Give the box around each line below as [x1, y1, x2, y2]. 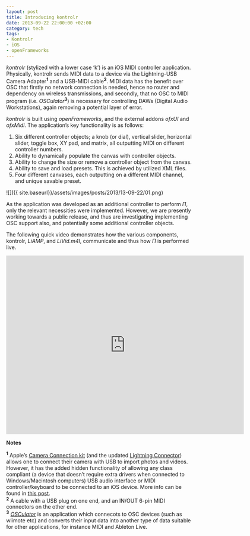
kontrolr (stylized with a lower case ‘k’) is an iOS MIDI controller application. [6, 64, 191, 71]
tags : [6, 31, 20, 37]
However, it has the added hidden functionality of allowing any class [6, 464, 173, 471]
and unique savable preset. [14, 177, 82, 185]
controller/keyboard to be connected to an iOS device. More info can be [6, 483, 182, 490]
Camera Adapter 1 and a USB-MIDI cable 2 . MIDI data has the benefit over [6, 76, 184, 85]
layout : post [6, 8, 39, 15]
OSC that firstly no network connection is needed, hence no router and [6, 84, 180, 91]
